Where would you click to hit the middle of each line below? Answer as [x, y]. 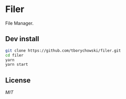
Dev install [22, 39]
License [18, 80]
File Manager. [19, 23]
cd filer [14, 55]
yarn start [17, 65]
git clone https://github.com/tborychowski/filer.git [63, 51]
